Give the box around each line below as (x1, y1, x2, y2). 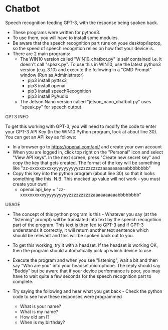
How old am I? (20, 314, 50, 320)
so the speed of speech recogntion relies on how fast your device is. (12, 45, 154, 51)
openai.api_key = (20, 186, 56, 192)
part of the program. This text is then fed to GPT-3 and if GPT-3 (12, 222, 144, 228)
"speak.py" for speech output (20, 104, 82, 110)
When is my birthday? (20, 319, 65, 325)
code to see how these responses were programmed (12, 293, 122, 299)
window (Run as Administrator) (20, 72, 84, 78)
